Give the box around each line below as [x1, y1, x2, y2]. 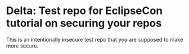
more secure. [6, 42, 39, 49]
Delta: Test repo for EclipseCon [6, 4, 163, 18]
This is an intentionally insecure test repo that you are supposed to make [6, 36, 184, 43]
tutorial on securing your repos [6, 16, 162, 30]
